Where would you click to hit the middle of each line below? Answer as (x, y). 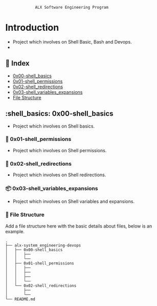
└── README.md (20, 299)
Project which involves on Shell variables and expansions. (73, 201)
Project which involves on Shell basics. (54, 126)
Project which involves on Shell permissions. (60, 150)
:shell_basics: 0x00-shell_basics (59, 114)
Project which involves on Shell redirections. (59, 175)
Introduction (32, 28)
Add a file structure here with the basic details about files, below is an (79, 226)
